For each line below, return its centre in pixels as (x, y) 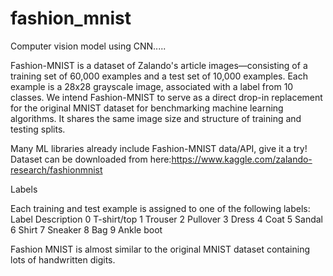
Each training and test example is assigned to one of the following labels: (160, 208)
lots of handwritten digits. (63, 259)
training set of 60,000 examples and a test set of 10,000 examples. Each (159, 76)
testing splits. (38, 129)
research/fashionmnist (56, 169)
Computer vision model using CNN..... (88, 46)
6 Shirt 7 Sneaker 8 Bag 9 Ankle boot (86, 229)
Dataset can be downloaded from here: (91, 159)
